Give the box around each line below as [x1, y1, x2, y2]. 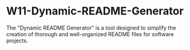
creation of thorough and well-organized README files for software [6, 30, 174, 37]
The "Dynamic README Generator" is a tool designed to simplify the [6, 24, 176, 31]
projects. [6, 37, 28, 44]
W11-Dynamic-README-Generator [6, 4, 184, 18]
